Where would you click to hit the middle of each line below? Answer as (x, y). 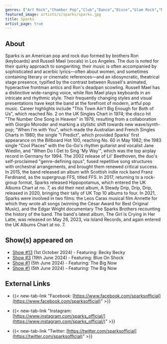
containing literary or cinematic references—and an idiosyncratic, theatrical (83, 77)
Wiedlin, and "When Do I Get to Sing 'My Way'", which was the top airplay (81, 151)
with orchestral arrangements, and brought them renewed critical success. (82, 167)
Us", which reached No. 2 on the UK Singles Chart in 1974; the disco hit (78, 114)
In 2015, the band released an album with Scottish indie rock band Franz (79, 172)
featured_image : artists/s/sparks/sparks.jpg (53, 14)
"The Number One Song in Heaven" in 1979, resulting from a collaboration (81, 119)
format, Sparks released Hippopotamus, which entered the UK (82, 182)
